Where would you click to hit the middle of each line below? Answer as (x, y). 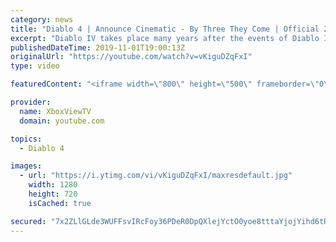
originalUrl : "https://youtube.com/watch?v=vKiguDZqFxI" (131, 57)
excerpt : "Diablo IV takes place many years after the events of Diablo (165, 38)
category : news (42, 19)
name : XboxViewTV (55, 111)
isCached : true (60, 203)
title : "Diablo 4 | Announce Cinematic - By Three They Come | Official (165, 29)
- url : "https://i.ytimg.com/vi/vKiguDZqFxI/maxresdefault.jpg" (156, 176)
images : (26, 166)
